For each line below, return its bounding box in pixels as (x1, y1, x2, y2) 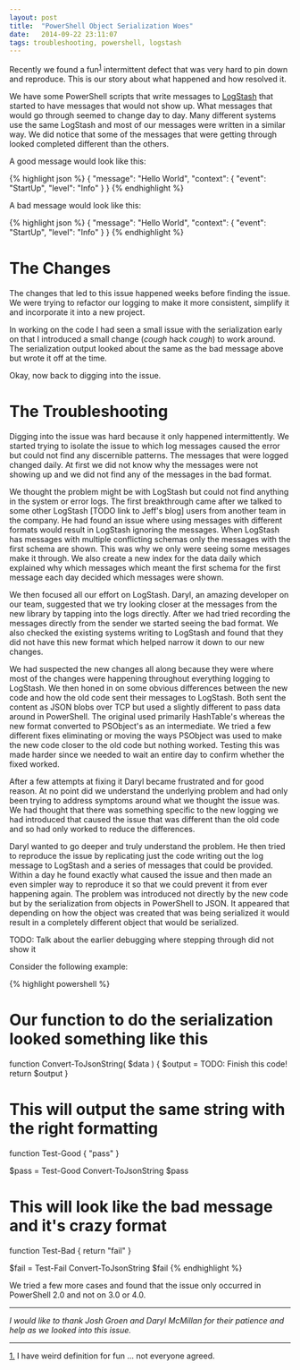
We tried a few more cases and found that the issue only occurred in (9, 1280, 262, 1290)
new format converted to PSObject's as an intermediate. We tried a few (9, 720, 271, 731)
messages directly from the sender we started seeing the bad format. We (9, 617, 279, 628)
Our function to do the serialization (9, 1009, 274, 1030)
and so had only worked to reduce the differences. (9, 823, 196, 834)
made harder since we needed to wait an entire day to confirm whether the (9, 749, 285, 760)
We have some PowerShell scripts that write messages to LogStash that (9, 90, 274, 101)
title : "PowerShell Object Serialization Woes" (9, 21, 194, 30)
